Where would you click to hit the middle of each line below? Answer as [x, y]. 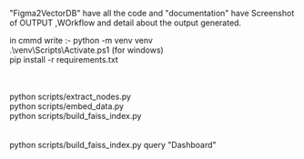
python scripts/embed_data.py [67, 106]
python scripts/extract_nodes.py [71, 96]
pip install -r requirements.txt [64, 60]
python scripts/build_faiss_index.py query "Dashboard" [113, 145]
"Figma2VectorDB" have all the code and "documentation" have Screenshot [152, 13]
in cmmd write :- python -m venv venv [81, 40]
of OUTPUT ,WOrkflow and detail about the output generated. [126, 23]
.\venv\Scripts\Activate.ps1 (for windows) [86, 50]
